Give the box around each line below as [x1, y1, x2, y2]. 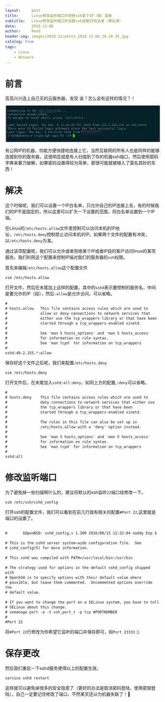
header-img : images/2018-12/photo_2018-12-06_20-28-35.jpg [5, 34, 129, 39]
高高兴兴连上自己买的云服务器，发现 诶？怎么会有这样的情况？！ [5, 95, 136, 101]
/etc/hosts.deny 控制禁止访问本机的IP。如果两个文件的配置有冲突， [14, 232, 150, 237]
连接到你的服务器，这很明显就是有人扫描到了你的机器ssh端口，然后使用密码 [5, 154, 159, 160]
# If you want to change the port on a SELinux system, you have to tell [5, 600, 160, 605]
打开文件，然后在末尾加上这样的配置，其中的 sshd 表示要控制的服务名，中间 [5, 284, 156, 291]
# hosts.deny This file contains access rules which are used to [5, 395, 148, 400]
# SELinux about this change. [5, 605, 67, 610]
